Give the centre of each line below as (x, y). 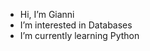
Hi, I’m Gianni (47, 14)
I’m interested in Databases (76, 25)
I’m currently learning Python (79, 35)
